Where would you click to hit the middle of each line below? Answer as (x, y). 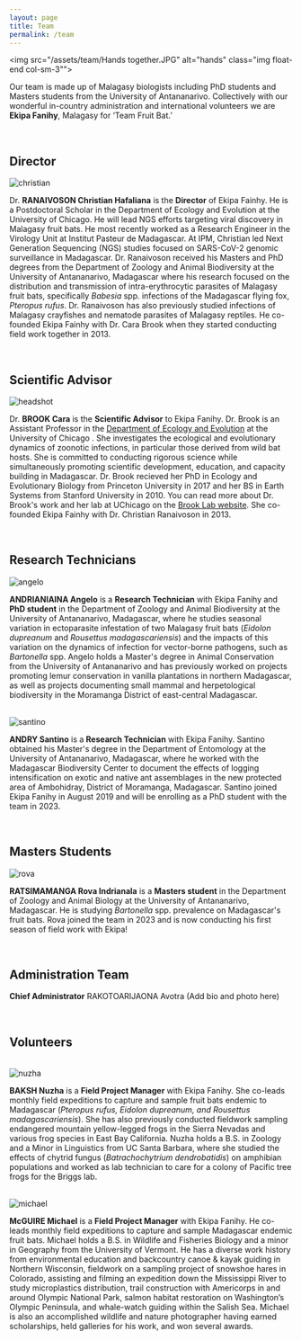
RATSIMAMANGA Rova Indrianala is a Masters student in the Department (148, 890)
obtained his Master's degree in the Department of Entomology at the (138, 748)
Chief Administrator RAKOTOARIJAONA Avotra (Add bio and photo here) (145, 996)
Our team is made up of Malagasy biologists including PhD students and (143, 87)
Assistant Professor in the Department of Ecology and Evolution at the (139, 429)
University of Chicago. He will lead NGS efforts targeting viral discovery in (146, 219)
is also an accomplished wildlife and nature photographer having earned (143, 1317)
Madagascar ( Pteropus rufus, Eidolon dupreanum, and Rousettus (130, 1110)
